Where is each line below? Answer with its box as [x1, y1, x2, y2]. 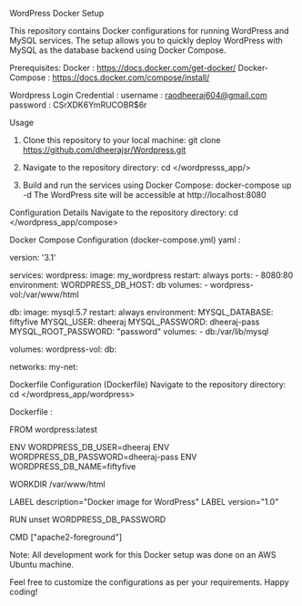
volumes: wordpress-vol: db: [9, 344, 117, 354]
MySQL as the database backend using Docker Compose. [9, 45, 226, 56]
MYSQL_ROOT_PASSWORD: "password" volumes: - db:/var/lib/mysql [9, 326, 269, 336]
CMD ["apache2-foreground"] [9, 532, 123, 542]
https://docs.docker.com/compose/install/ [52, 72, 210, 83]
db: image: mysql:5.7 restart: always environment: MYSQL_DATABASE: [9, 307, 274, 317]
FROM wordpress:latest [9, 424, 98, 435]
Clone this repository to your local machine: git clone [22, 135, 221, 145]
